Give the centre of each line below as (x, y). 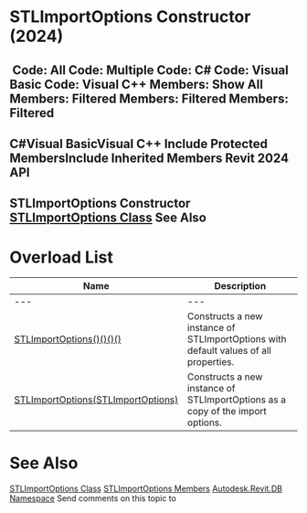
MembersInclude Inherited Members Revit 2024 (149, 158)
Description (240, 286)
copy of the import (227, 411)
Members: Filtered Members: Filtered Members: (149, 98)
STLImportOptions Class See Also (108, 218)
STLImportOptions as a (236, 400)
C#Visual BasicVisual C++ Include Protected (138, 144)
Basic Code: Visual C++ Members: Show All (136, 84)
